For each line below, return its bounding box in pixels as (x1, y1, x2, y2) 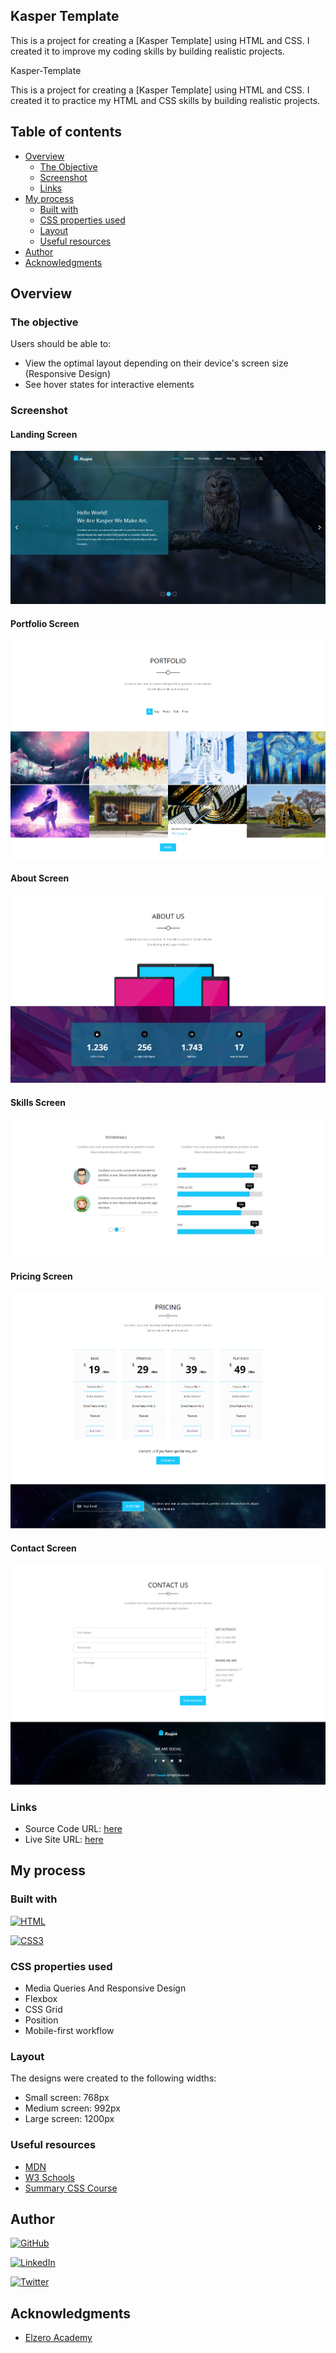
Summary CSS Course (24, 2182, 118, 2194)
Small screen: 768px (24, 2092, 110, 2104)
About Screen (10, 872, 70, 884)
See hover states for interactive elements (24, 379, 195, 391)
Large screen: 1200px (24, 2113, 115, 2125)
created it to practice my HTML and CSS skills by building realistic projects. (10, 94, 321, 106)
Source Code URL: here (24, 1823, 123, 1834)
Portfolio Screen (10, 617, 80, 629)
